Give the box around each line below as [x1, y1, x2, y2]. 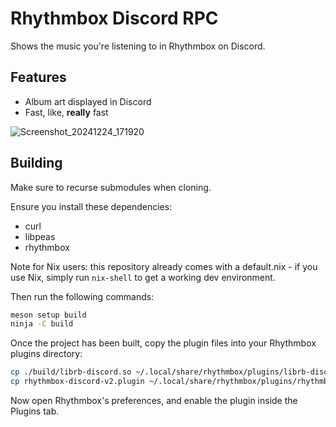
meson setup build [10, 310, 87, 320]
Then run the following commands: [10, 290, 155, 302]
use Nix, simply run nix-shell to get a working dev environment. [10, 271, 276, 283]
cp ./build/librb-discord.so [10, 367, 132, 377]
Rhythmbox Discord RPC [10, 7, 219, 30]
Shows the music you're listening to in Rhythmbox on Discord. [10, 40, 266, 52]
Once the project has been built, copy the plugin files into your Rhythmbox [10, 337, 317, 349]
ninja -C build [10, 319, 74, 329]
